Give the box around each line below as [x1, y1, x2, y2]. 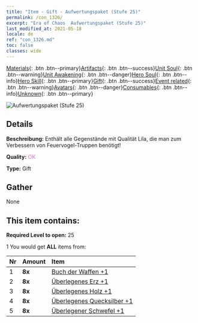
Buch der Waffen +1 [51, 268, 109, 276]
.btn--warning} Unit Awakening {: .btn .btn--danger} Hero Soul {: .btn [6, 70, 172, 78]
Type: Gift [6, 165, 31, 172]
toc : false [6, 43, 34, 49]
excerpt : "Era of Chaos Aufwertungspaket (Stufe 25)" [6, 20, 146, 26]
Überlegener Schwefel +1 [51, 307, 125, 315]
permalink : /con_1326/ [6, 14, 63, 20]
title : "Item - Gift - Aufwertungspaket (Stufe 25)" [6, 8, 141, 15]
